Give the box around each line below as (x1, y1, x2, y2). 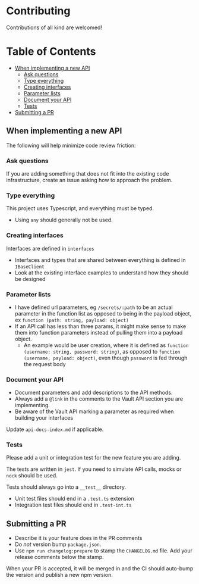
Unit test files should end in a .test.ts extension (14, 495, 135, 502)
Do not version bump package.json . (14, 541, 102, 548)
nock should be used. (6, 472, 58, 479)
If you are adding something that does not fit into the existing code (6, 170, 169, 177)
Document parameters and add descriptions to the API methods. (14, 389, 173, 396)
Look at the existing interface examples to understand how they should (14, 269, 189, 276)
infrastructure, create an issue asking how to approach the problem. (6, 176, 173, 183)
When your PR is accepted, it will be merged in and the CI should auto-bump (6, 565, 194, 572)
